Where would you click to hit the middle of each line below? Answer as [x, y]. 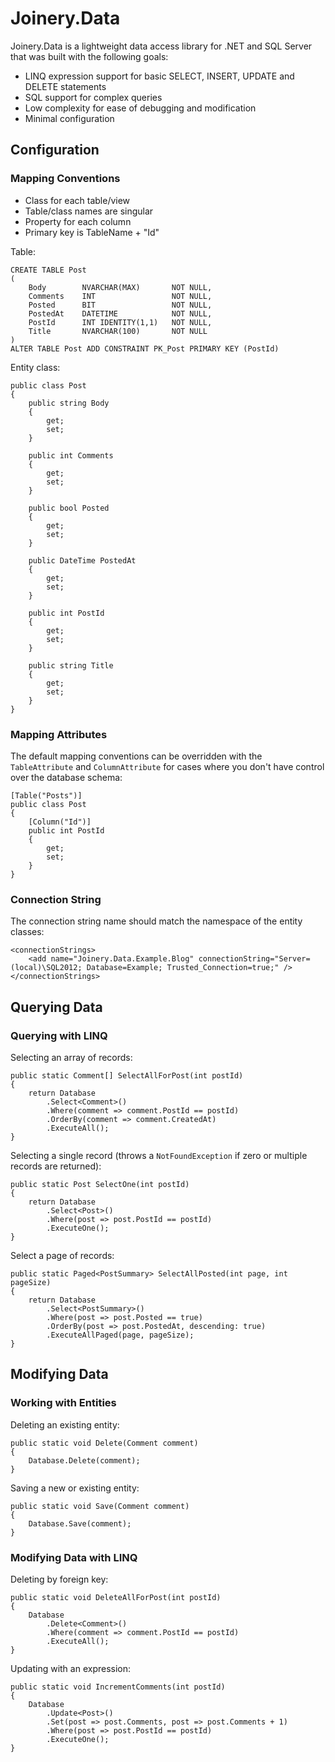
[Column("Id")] [60, 822]
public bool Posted [69, 508]
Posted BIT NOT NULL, [120, 305]
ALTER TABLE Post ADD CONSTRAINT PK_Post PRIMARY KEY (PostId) [145, 348]
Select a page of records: [62, 1255]
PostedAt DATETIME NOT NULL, [120, 313]
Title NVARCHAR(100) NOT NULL [118, 331]
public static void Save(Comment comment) [100, 1506]
